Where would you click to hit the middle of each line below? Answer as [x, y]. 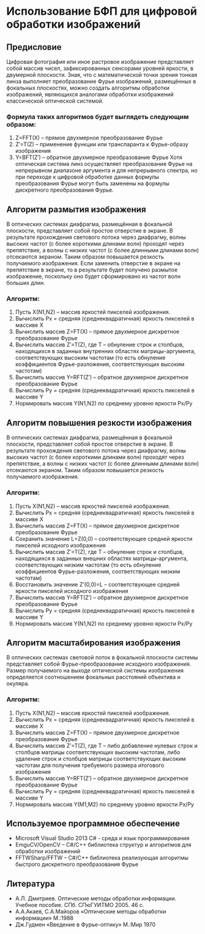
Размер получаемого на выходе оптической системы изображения [95, 671]
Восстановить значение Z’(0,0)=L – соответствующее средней [97, 584]
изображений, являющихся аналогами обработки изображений [90, 94]
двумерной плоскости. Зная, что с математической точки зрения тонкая [102, 75]
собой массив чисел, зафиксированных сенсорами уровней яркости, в [100, 68]
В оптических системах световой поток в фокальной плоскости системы [102, 658]
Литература [31, 883]
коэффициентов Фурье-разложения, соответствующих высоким [100, 364]
